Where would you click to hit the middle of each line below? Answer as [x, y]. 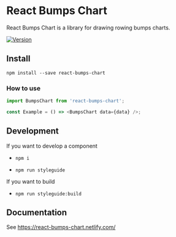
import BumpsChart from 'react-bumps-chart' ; [65, 101]
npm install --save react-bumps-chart [56, 73]
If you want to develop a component [52, 146]
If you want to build [31, 181]
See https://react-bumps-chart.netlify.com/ [61, 227]
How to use [24, 88]
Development [33, 131]
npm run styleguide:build [48, 194]
